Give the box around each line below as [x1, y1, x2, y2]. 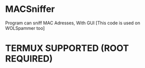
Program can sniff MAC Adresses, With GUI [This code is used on [5, 20, 140, 26]
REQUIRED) [5, 53, 53, 65]
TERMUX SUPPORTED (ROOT [5, 43, 129, 54]
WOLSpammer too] [5, 25, 45, 31]
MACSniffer [5, 3, 55, 15]
